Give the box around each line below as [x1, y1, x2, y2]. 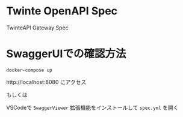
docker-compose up [6, 67, 52, 73]
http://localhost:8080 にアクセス [6, 78, 87, 85]
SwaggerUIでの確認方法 [6, 47, 126, 61]
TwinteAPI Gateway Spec [6, 24, 69, 31]
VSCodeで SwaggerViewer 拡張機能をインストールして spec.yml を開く [6, 104, 179, 111]
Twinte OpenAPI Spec [6, 4, 118, 18]
